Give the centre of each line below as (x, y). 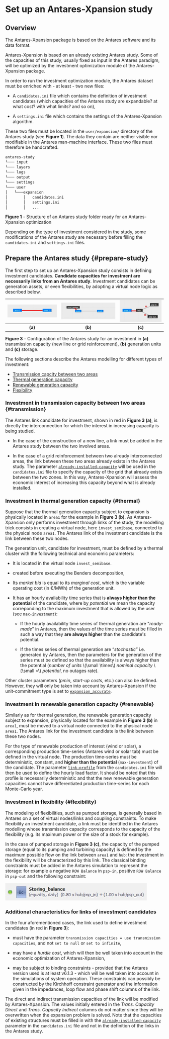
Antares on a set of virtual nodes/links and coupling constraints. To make (81, 818)
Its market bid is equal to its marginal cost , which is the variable (78, 583)
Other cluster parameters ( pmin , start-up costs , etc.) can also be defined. (81, 681)
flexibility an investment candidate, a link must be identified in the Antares (82, 823)
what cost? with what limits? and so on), (54, 106)
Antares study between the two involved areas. (61, 446)
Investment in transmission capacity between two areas (75, 403)
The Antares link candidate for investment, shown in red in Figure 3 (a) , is (81, 420)
